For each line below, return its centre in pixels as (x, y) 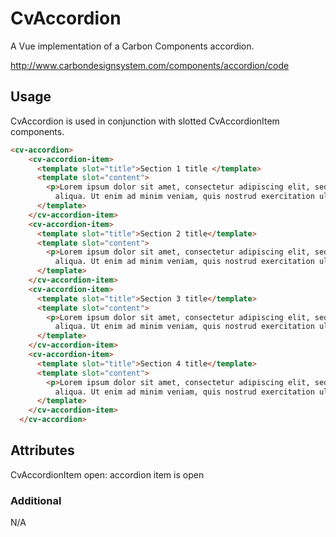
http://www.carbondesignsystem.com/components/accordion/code (150, 65)
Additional (36, 500)
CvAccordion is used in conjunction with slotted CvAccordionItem (145, 121)
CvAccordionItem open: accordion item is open (107, 474)
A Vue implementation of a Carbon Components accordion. (132, 46)
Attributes (42, 450)
